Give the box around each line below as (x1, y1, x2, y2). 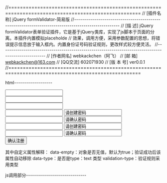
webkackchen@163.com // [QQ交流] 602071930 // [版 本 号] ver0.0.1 (5, 59, 146, 65)
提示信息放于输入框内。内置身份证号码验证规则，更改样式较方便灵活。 (9, 41, 154, 47)
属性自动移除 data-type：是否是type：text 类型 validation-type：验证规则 (5, 156, 156, 161)
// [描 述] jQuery (120, 22, 154, 28)
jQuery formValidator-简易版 (12, 16, 70, 22)
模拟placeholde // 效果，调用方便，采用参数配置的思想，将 (35, 35, 156, 41)
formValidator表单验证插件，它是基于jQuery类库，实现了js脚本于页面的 (5, 29, 151, 34)
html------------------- (5, 80, 52, 85)
